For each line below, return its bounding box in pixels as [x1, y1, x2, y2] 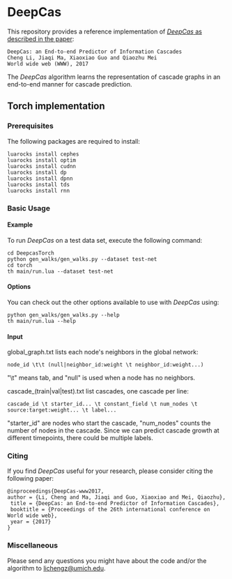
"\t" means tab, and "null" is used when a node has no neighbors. [7, 374, 196, 382]
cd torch [7, 262, 33, 269]
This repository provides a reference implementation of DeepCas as [7, 27, 202, 36]
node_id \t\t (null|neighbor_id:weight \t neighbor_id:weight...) [7, 361, 204, 368]
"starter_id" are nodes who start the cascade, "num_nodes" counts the [7, 419, 211, 428]
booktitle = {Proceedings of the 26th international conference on [10, 506, 210, 513]
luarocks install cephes [7, 151, 79, 158]
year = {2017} [10, 518, 52, 525]
